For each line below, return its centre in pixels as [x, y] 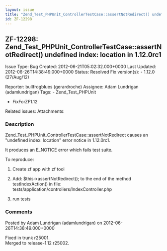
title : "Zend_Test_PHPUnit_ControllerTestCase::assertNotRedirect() [78, 14]
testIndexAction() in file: [37, 184]
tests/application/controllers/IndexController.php [62, 189]
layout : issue [20, 10]
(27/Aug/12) [17, 77]
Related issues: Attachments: [35, 111]
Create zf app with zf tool [38, 169]
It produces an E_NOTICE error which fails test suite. [59, 150]
